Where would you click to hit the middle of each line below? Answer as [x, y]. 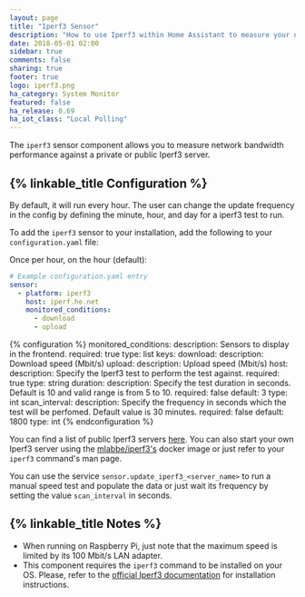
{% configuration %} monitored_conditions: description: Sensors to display [149, 344]
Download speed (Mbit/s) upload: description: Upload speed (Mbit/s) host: [149, 363]
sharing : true [36, 69]
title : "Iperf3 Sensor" [54, 26]
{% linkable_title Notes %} [85, 524]
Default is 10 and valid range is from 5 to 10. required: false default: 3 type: [148, 393]
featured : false [40, 102]
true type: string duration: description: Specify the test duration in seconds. [150, 383]
